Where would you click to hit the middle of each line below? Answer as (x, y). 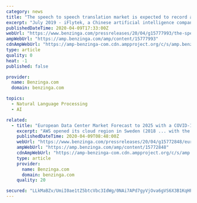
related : (17, 120)
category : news (25, 11)
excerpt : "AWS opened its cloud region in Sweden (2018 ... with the (103, 131)
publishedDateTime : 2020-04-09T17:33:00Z (57, 28)
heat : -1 (17, 61)
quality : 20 (31, 180)
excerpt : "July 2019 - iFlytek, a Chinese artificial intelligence (90, 22)
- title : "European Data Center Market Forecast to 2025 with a (91, 125)
